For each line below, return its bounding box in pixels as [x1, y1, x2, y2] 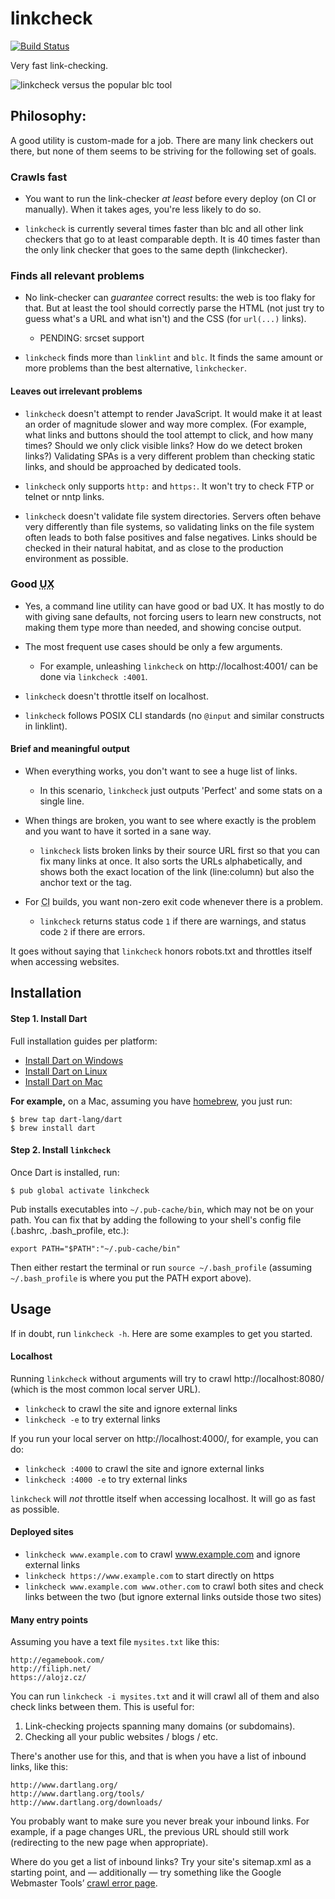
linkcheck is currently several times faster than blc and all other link [24, 223, 304, 235]
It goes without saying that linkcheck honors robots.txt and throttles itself [10, 945, 313, 957]
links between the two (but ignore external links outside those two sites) [24, 1591, 322, 1603]
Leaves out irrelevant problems [10, 385, 143, 397]
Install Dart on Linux [24, 1065, 108, 1077]
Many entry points [10, 1613, 89, 1626]
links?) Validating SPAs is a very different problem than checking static [24, 450, 316, 462]
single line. [39, 795, 85, 807]
